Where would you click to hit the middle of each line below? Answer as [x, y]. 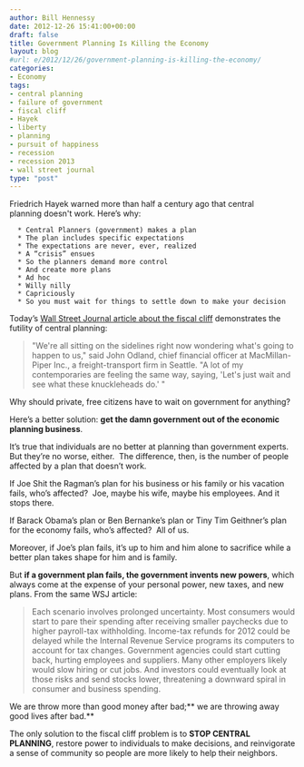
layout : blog [34, 52]
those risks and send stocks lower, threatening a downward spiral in [158, 679]
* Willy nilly [44, 286]
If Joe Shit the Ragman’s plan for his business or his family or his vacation [147, 484]
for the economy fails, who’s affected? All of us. [99, 530]
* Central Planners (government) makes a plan [107, 231]
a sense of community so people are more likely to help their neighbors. [144, 753]
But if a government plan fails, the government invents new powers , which [152, 575]
